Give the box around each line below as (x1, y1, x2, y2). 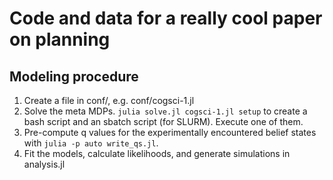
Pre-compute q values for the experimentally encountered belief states (23, 127, 317, 138)
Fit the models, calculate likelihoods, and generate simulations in (23, 148, 291, 159)
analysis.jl (23, 158, 66, 170)
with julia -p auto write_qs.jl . (23, 137, 159, 149)
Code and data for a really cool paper (9, 7, 323, 30)
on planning (9, 28, 111, 51)
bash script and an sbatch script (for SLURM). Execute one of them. (23, 116, 304, 127)
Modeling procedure (9, 68, 139, 85)
